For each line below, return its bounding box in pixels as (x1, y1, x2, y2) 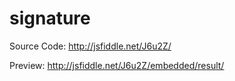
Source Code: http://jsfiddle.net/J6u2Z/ (9, 40, 172, 52)
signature (9, 7, 91, 30)
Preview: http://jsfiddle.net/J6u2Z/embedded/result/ (9, 59, 225, 71)
